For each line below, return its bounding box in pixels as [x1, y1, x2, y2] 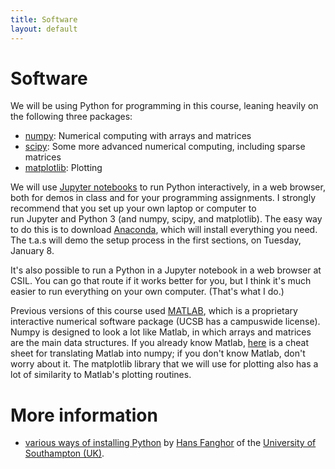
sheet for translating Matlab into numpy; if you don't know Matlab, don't [10, 347, 306, 360]
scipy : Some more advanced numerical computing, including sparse [24, 141, 306, 153]
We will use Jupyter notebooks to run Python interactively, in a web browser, [10, 181, 326, 193]
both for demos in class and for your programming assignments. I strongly [10, 192, 317, 204]
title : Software [10, 14, 78, 25]
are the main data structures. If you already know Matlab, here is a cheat [10, 337, 309, 349]
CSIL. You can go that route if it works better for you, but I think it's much [10, 275, 312, 287]
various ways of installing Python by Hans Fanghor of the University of [24, 437, 317, 449]
